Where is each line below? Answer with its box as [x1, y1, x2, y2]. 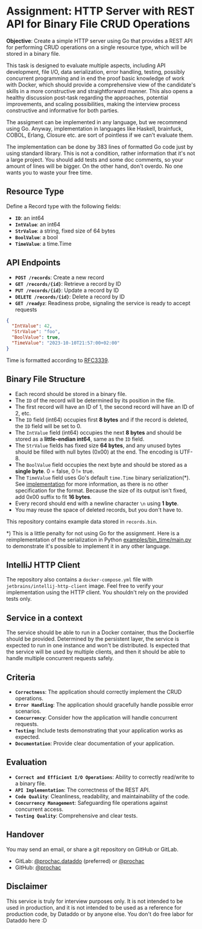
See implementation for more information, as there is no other [14, 480, 169, 488]
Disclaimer [6, 881, 48, 891]
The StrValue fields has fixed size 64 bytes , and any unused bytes [14, 441, 181, 449]
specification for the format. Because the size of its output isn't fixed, [14, 486, 188, 494]
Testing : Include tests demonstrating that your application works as [14, 727, 183, 734]
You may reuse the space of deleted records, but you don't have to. [14, 506, 183, 513]
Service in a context [6, 613, 83, 623]
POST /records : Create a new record [14, 274, 104, 281]
